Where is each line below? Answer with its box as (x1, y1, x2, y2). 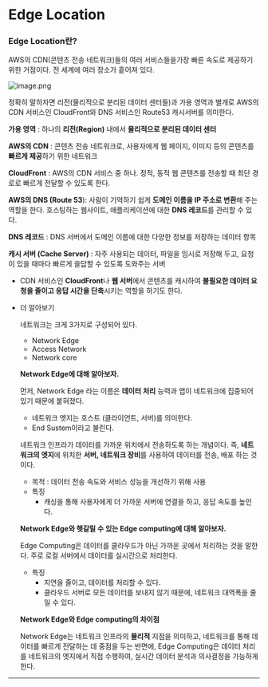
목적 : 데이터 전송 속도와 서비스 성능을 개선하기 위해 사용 (31, 477, 207, 487)
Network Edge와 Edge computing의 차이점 (19, 614, 160, 624)
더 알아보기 (19, 303, 55, 313)
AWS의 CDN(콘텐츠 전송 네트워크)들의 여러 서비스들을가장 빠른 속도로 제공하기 (8, 55, 254, 65)
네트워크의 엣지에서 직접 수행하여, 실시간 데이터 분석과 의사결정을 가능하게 (28, 652, 259, 661)
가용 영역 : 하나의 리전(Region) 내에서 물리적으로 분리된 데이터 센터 (8, 124, 217, 134)
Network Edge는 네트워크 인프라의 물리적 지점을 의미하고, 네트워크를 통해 (19, 632, 250, 642)
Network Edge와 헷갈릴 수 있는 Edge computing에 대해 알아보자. (19, 524, 227, 534)
